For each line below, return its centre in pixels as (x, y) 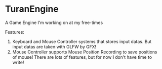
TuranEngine (32, 9)
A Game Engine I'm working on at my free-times (54, 23)
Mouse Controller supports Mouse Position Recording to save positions (84, 52)
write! (18, 62)
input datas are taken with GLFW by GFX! (54, 46)
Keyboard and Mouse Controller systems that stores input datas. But (82, 41)
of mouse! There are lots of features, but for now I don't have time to (82, 57)
